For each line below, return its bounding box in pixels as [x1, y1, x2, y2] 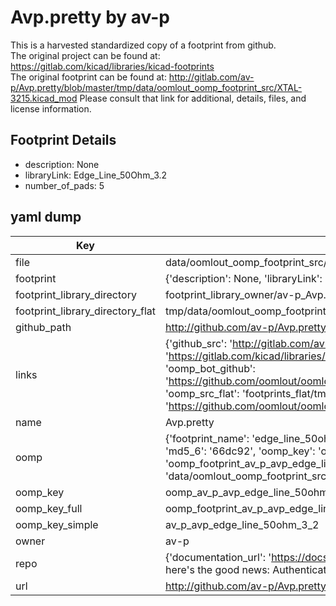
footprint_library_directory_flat [15, 304, 156, 318]
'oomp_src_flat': [164, 386, 240, 400]
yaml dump [10, 209, 82, 226]
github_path [15, 320, 72, 334]
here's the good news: [164, 562, 270, 576]
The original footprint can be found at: [10, 71, 167, 83]
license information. [10, 102, 92, 115]
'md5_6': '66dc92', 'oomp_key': [164, 444, 316, 458]
